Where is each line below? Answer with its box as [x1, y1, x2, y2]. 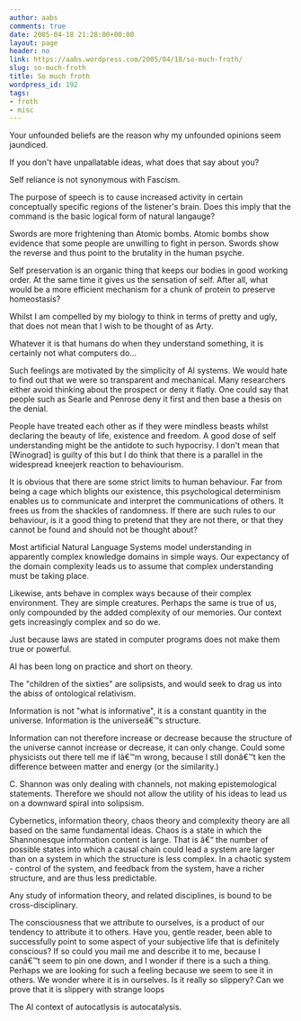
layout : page [9, 38, 58, 48]
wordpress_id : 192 [9, 80, 78, 89]
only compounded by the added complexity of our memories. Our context [9, 607, 282, 618]
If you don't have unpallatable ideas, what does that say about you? [9, 157, 260, 167]
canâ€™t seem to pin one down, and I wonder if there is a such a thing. [9, 955, 271, 966]
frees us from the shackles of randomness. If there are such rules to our [9, 505, 276, 516]
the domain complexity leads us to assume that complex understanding [9, 561, 274, 572]
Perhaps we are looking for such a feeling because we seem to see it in [9, 965, 274, 976]
